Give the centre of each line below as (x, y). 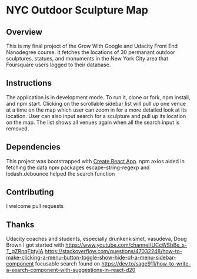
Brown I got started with (35, 245)
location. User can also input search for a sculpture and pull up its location (96, 116)
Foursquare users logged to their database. (59, 65)
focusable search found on (68, 264)
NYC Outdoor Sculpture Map (77, 10)
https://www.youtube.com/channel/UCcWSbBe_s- (126, 245)
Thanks (20, 225)
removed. (18, 128)
